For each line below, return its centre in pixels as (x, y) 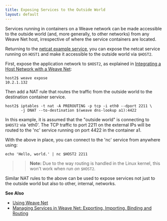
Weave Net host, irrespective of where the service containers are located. (81, 39)
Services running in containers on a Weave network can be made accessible (83, 28)
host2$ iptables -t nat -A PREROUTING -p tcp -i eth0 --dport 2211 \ (79, 106)
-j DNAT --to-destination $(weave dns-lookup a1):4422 (79, 110)
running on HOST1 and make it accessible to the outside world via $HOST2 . (79, 54)
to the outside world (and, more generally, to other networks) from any (77, 34)
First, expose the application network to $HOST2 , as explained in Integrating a (83, 64)
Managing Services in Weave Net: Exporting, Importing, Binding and (82, 208)
